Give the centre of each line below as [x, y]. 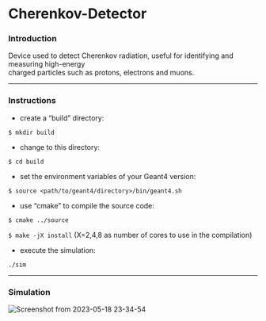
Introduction [32, 39]
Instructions [32, 101]
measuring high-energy [47, 64]
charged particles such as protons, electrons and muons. [101, 73]
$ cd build [26, 162]
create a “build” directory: [62, 118]
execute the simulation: [58, 250]
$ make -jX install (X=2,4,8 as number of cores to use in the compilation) [130, 235]
